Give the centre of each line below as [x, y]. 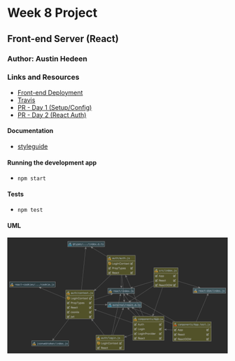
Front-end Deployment [50, 92]
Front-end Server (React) [63, 39]
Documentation [30, 131]
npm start [32, 179]
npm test [30, 210]
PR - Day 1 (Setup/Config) [55, 107]
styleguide [33, 146]
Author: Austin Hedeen [47, 59]
